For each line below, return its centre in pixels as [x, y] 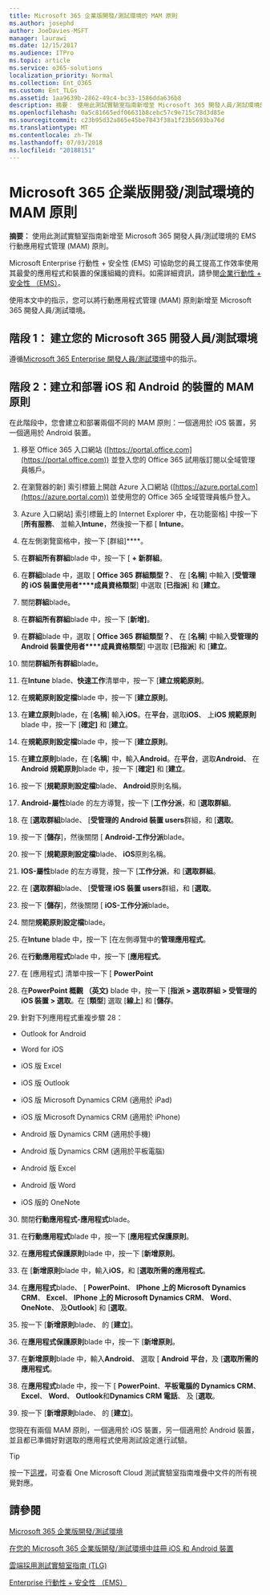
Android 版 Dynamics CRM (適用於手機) [86, 1133]
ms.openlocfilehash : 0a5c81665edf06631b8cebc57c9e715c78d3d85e [117, 113]
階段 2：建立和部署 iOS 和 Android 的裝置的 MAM [132, 387]
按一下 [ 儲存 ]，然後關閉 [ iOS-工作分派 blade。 [97, 905]
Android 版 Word [48, 1185]
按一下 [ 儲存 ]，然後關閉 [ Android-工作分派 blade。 [105, 836]
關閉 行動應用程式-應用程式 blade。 [77, 1219]
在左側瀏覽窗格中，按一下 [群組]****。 [84, 541]
